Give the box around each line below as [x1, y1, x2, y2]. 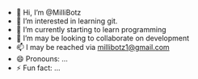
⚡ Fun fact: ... [15, 63, 61, 73]
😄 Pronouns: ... [15, 54, 69, 64]
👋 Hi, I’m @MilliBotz [15, 8, 82, 17]
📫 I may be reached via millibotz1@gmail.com [15, 43, 170, 52]
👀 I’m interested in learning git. [15, 16, 118, 26]
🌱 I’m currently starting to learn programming [15, 25, 166, 34]
